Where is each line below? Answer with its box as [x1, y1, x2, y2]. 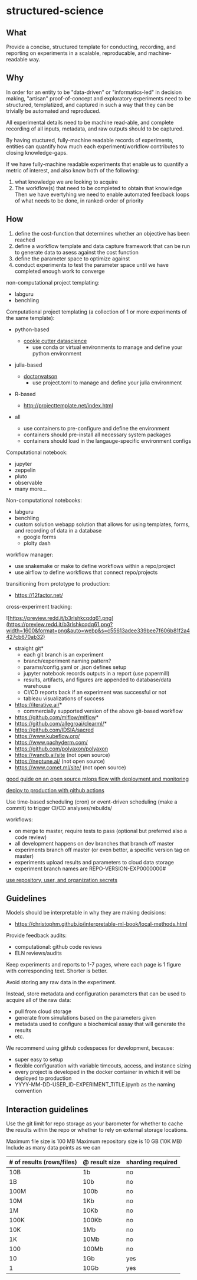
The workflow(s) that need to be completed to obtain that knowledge [14, 184, 182, 191]
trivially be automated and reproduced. [6, 107, 101, 115]
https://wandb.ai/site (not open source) [14, 751, 110, 758]
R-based [14, 390, 36, 397]
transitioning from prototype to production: [6, 580, 110, 587]
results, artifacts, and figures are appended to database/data [23, 676, 172, 683]
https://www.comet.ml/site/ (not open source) [14, 763, 127, 771]
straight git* [14, 645, 44, 652]
